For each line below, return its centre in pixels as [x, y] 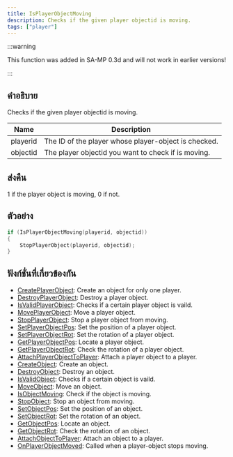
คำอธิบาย [23, 95]
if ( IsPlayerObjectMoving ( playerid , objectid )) [78, 232]
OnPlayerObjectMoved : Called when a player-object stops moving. [113, 446]
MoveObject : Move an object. [59, 387]
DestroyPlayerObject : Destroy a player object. [83, 298]
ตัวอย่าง [20, 216]
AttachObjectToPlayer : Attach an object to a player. [90, 439]
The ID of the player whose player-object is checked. [131, 142]
